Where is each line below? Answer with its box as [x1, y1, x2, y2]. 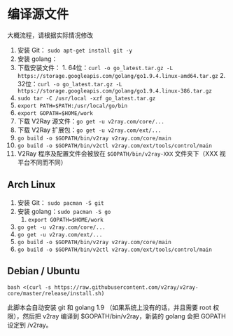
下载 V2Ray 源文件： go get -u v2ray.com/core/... [17, 116, 164, 125]
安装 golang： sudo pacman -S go [17, 207, 111, 215]
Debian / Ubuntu [7, 265, 80, 277]
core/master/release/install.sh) [7, 290, 105, 297]
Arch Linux [7, 179, 56, 191]
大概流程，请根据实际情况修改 [7, 31, 93, 39]
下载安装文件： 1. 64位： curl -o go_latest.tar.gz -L [17, 63, 174, 72]
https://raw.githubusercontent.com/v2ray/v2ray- [54, 283, 199, 291]
